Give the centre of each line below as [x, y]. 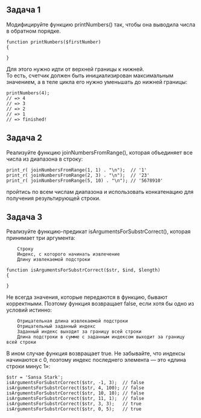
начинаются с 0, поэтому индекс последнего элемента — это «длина [96, 360]
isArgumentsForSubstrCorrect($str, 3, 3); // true [74, 404]
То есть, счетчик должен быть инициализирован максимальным [90, 76]
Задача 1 [24, 10]
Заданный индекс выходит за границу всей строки [79, 332]
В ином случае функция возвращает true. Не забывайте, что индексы [96, 353]
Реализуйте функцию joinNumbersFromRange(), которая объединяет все [100, 152]
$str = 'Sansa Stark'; [35, 378]
